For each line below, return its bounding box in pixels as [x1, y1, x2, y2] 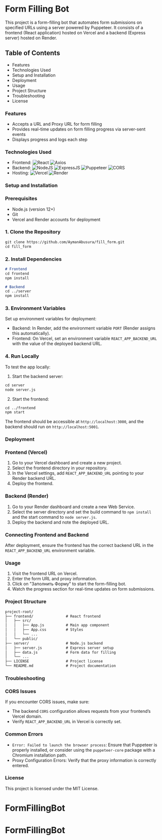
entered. [12, 762, 29, 768]
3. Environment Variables [5, 305, 66, 312]
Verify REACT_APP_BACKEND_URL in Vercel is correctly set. [12, 719, 122, 725]
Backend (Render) [5, 493, 49, 499]
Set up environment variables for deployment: [5, 316, 97, 322]
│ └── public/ [5, 636, 38, 641]
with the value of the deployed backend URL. [12, 341, 102, 346]
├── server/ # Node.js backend [5, 641, 103, 646]
